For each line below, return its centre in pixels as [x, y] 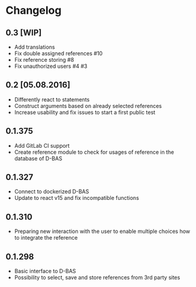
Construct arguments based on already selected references [88, 106]
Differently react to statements [52, 99]
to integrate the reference [46, 238]
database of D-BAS [38, 158]
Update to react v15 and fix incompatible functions [76, 198]
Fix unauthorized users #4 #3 [51, 66]
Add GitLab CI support [42, 145]
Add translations [34, 47]
